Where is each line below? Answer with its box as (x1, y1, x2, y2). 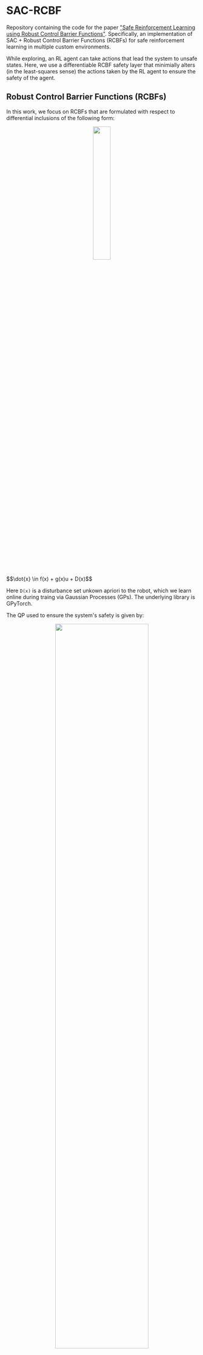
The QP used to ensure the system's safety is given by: (6, 611, 144, 619)
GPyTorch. (6, 600, 33, 607)
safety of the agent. (6, 74, 56, 81)
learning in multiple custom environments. (6, 43, 111, 50)
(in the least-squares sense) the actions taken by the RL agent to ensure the (6, 67, 196, 75)
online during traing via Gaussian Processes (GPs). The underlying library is (6, 593, 196, 601)
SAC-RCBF (6, 4, 62, 18)
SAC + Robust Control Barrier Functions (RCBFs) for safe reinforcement (6, 36, 185, 44)
